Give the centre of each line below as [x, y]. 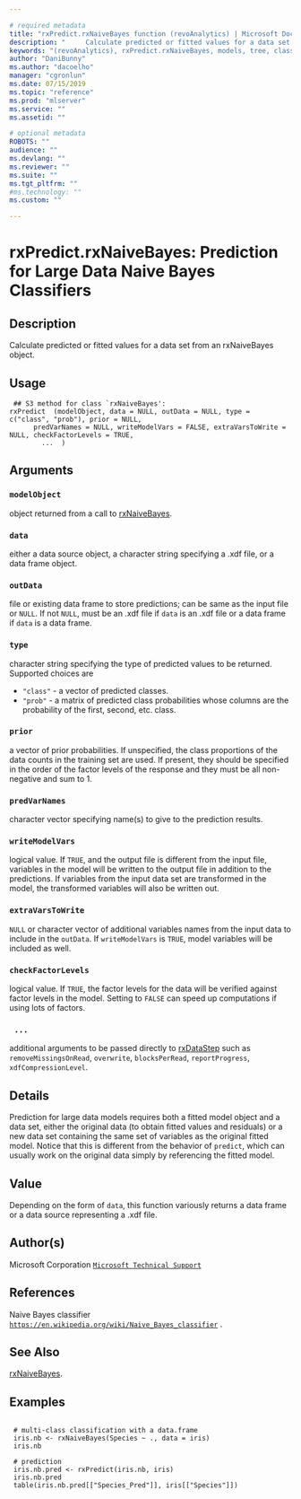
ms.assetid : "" [38, 118]
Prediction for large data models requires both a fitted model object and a [145, 1118]
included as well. [40, 948]
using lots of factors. [47, 1008]
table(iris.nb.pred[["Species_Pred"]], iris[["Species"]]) [126, 1486]
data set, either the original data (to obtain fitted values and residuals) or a [146, 1126]
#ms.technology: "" [46, 192]
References [42, 1293]
